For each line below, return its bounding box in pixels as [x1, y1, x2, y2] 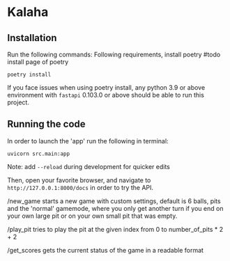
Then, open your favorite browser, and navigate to [7, 175, 151, 184]
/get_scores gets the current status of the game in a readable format [7, 246, 204, 254]
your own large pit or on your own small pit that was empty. [7, 212, 178, 220]
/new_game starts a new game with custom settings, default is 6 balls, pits [7, 196, 221, 205]
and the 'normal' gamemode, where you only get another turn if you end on [7, 204, 224, 212]
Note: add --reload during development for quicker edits [7, 162, 171, 171]
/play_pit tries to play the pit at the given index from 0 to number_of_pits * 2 [7, 225, 224, 233]
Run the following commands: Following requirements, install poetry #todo [7, 50, 221, 58]
